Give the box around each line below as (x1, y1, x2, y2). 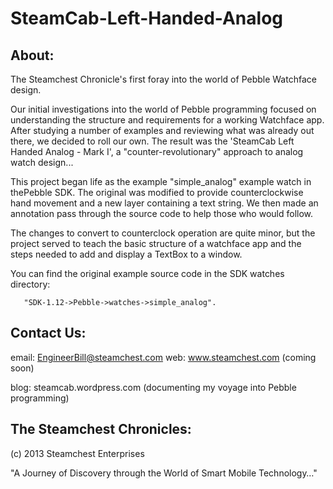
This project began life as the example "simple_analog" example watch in (10, 176, 312, 187)
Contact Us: (10, 325, 87, 342)
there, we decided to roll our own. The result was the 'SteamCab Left (10, 135, 295, 147)
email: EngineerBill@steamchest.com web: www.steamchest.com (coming (10, 351, 317, 363)
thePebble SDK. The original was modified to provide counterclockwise (10, 187, 304, 198)
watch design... (10, 157, 74, 168)
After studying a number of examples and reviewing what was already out (10, 125, 315, 136)
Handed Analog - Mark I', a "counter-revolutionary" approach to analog (10, 146, 304, 157)
